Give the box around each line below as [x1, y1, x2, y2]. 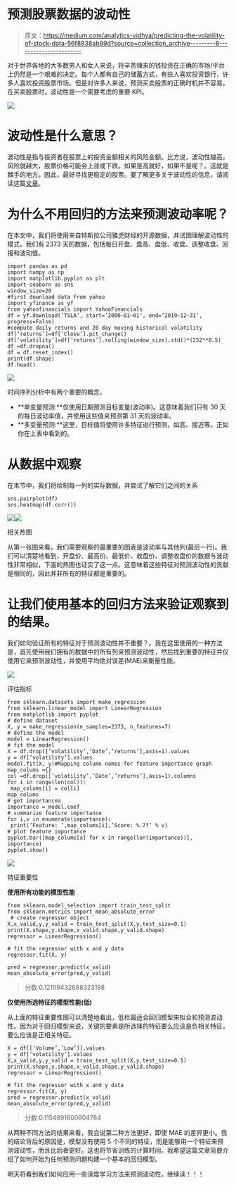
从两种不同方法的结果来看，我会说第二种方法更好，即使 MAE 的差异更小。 [7, 1128, 221, 1136]
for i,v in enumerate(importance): [7, 815, 112, 823]
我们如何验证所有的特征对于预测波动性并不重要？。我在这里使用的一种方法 [7, 638, 223, 647]
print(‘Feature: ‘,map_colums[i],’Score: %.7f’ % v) [10, 821, 169, 829]
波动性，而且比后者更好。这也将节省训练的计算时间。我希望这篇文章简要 [13, 1146, 223, 1154]
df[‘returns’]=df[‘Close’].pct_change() [7, 330, 128, 337]
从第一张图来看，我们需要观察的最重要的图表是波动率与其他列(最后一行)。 [7, 542, 221, 551]
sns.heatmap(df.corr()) [7, 501, 77, 508]
